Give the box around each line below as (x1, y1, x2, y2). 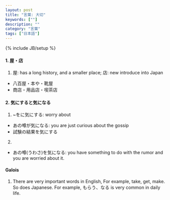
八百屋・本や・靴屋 (12, 80, 53, 87)
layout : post (5, 7, 33, 13)
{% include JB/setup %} (5, 45, 56, 51)
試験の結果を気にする (12, 129, 58, 135)
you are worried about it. (12, 155, 65, 161)
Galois (5, 167, 19, 173)
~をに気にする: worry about (12, 111, 71, 118)
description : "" (5, 21, 40, 27)
